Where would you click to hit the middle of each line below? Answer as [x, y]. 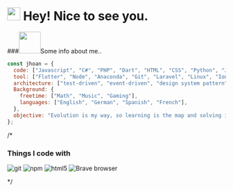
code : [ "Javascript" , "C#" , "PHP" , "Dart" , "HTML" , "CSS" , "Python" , [116, 70]
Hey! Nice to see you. [86, 16]
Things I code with [39, 153]
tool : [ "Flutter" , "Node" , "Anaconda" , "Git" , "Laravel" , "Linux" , [113, 76]
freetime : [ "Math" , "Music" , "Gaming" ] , [79, 96]
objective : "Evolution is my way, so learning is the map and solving [118, 115]
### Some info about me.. [54, 51]
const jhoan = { [31, 64]
